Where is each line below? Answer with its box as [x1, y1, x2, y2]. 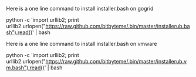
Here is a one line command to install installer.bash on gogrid [6, 5, 154, 12]
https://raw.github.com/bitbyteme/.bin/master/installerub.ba [45, 23, 190, 29]
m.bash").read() [6, 64, 45, 71]
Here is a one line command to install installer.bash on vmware [6, 41, 157, 47]
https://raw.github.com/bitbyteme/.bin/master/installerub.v [45, 58, 187, 65]
